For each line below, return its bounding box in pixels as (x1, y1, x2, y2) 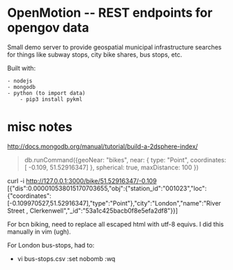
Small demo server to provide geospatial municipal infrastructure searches (7, 43, 222, 51)
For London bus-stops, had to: (7, 241, 95, 249)
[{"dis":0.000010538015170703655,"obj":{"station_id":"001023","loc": (7, 184, 207, 192)
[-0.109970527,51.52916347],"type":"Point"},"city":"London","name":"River (7, 199, 221, 207)
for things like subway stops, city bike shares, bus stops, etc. (7, 50, 183, 59)
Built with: (7, 64, 36, 72)
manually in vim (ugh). (7, 227, 71, 236)
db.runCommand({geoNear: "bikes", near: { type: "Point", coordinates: (24, 155, 227, 164)
